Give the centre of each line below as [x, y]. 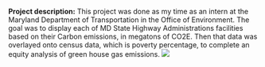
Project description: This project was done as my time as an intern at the [129, 11]
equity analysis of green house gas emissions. [84, 54]
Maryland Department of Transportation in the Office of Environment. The [129, 20]
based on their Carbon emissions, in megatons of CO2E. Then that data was [133, 36]
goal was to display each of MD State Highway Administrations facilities [126, 28]
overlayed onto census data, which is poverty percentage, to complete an [129, 45]
